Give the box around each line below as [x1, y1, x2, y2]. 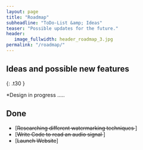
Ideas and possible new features [6, 64, 130, 74]
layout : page [6, 8, 39, 15]
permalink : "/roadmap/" [6, 42, 66, 48]
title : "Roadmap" [6, 14, 49, 20]
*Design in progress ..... [6, 91, 66, 98]
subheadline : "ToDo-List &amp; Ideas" [6, 20, 102, 26]
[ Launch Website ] [14, 137, 58, 144]
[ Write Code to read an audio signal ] [14, 130, 105, 137]
